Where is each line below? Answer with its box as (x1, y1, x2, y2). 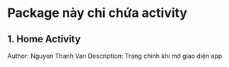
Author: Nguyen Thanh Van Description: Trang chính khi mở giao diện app (7, 51, 223, 60)
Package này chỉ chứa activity (7, 5, 187, 21)
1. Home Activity (7, 33, 81, 45)
